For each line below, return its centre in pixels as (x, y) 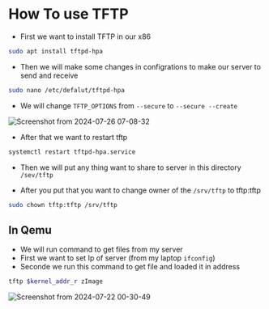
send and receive (49, 75)
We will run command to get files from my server (102, 250)
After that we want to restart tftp (74, 137)
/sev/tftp (37, 175)
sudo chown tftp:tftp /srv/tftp (63, 205)
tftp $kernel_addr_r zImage (56, 281)
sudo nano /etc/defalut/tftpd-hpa (67, 90)
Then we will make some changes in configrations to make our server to (141, 66)
